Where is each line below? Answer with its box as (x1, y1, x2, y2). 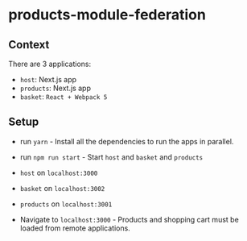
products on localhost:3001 (19, 199, 113, 209)
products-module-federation (8, 6, 207, 24)
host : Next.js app (19, 75, 77, 84)
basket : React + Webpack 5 (19, 92, 108, 102)
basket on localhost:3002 (19, 183, 105, 193)
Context (8, 38, 50, 52)
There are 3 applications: (8, 59, 92, 69)
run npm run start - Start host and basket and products (19, 152, 204, 162)
